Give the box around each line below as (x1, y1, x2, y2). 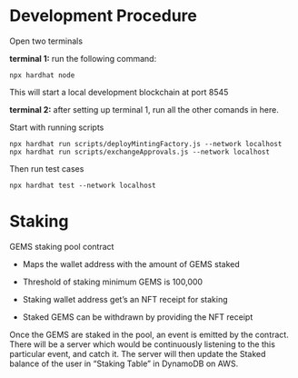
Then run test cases (9, 163, 84, 174)
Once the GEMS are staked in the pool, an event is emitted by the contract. (9, 329, 289, 340)
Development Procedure (9, 5, 197, 26)
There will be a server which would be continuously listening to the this (9, 338, 275, 350)
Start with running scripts (9, 122, 104, 133)
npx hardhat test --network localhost (9, 181, 156, 190)
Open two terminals (9, 35, 84, 46)
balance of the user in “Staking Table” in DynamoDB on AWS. (9, 358, 239, 369)
